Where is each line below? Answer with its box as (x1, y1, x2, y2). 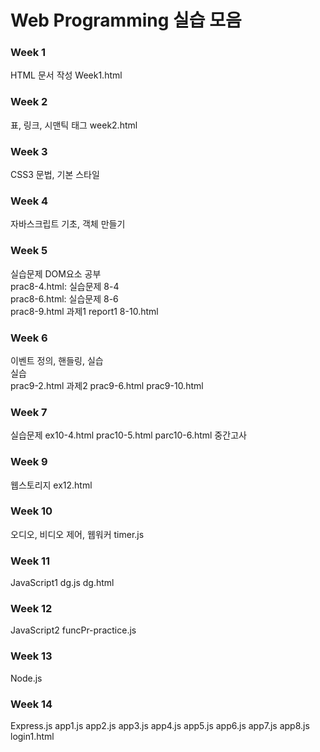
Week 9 (10, 455, 48, 469)
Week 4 (10, 194, 49, 208)
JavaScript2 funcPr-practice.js (10, 624, 137, 636)
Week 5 (10, 244, 48, 258)
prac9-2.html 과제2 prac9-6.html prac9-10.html (10, 379, 204, 391)
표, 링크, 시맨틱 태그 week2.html (10, 119, 138, 131)
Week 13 (10, 649, 53, 663)
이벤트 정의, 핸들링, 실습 (10, 354, 104, 366)
